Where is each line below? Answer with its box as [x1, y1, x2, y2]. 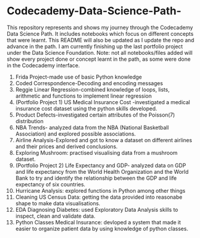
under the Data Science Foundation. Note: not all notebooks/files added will [7, 49, 193, 56]
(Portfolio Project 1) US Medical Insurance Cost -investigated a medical [15, 98, 190, 105]
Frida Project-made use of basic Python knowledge [15, 73, 142, 80]
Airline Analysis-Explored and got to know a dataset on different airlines [15, 136, 193, 143]
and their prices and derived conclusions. [15, 143, 118, 150]
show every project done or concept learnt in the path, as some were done [7, 55, 191, 62]
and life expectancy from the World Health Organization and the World [15, 168, 189, 175]
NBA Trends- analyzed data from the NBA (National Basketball [15, 124, 169, 131]
